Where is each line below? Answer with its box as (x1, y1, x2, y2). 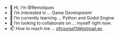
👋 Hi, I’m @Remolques (9, 5, 55, 10)
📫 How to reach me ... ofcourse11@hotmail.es (9, 26, 102, 31)
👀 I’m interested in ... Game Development (9, 10, 92, 16)
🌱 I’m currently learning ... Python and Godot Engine (9, 15, 115, 20)
